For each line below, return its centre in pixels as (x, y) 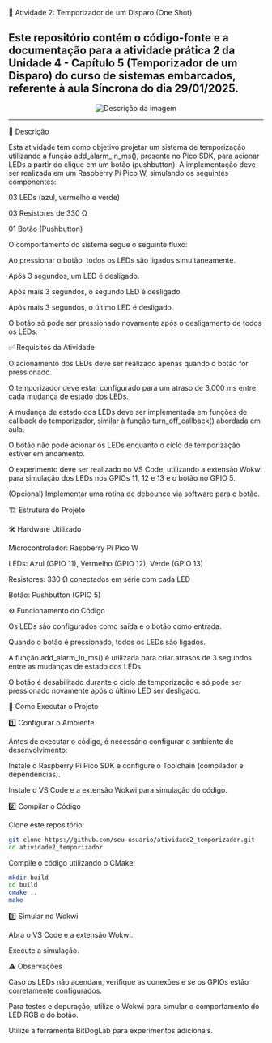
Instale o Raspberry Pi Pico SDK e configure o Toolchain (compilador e (126, 765)
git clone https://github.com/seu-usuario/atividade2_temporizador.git (132, 840)
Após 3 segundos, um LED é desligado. (74, 276)
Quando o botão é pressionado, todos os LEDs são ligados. (107, 642)
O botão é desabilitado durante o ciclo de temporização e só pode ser (125, 682)
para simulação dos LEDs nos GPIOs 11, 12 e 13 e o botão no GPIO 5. (122, 477)
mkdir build (28, 878)
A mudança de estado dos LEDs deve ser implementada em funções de (128, 412)
